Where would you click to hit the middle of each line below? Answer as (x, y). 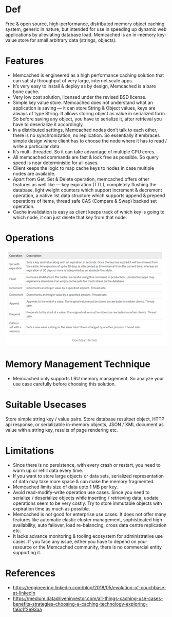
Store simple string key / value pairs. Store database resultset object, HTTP (85, 419)
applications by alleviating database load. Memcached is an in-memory (81, 34)
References (30, 573)
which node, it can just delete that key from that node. (70, 217)
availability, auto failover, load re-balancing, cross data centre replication (90, 525)
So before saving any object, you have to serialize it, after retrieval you (87, 119)
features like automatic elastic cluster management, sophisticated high (88, 519)
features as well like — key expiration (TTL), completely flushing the (84, 184)
